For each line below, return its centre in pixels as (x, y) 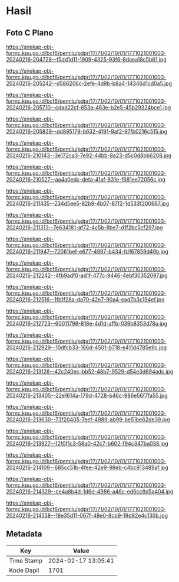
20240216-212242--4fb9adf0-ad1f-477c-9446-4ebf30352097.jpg (87, 275)
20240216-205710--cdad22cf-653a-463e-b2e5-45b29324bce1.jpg (89, 107)
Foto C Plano (30, 33)
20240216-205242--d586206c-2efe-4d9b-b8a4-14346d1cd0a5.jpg (89, 83)
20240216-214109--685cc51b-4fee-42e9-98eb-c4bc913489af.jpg (87, 467)
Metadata (24, 534)
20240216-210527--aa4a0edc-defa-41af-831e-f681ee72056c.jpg (86, 179)
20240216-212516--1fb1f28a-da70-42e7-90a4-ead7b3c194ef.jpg (85, 299)
